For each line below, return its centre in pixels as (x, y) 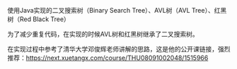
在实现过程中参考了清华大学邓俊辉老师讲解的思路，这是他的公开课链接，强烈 (119, 49)
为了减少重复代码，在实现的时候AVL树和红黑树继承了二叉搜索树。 (103, 34)
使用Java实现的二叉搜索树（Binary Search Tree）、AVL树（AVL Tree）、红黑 (117, 10)
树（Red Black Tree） (39, 19)
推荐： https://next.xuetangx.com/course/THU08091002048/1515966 (108, 58)
